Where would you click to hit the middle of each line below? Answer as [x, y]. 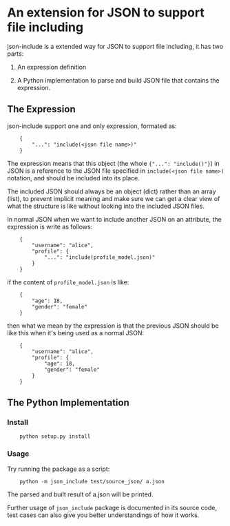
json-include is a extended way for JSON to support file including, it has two [115, 46]
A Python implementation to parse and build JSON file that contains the [118, 80]
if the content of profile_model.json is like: [68, 282]
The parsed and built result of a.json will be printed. [80, 494]
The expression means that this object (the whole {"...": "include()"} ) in [113, 163]
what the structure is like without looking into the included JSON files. [106, 206]
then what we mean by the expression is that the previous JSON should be [113, 326]
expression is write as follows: [50, 227]
